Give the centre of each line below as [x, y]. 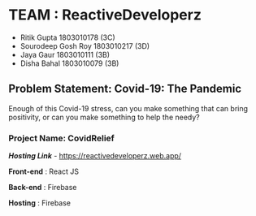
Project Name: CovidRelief [62, 138]
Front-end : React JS [44, 171]
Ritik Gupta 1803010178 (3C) [67, 37]
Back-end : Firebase [43, 188]
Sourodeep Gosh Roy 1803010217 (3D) [85, 45]
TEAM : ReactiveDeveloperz [105, 15]
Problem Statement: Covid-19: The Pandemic [125, 89]
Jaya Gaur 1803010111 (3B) [65, 54]
